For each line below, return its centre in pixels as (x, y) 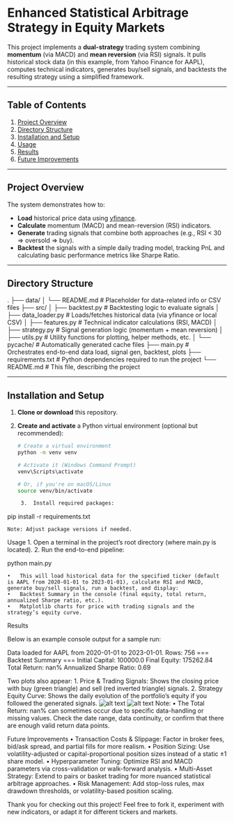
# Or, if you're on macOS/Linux (64, 484)
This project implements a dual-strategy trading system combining (104, 47)
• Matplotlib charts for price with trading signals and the (101, 607)
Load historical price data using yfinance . (77, 218)
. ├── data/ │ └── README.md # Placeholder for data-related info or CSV (114, 300)
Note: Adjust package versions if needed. (70, 529)
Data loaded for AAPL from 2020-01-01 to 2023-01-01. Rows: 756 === (108, 653)
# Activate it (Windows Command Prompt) (77, 465)
